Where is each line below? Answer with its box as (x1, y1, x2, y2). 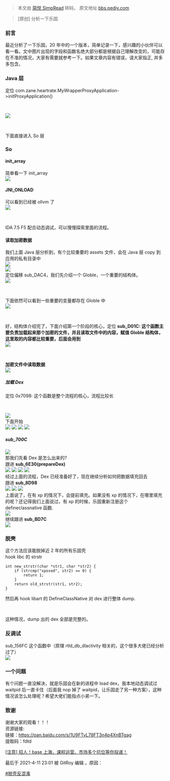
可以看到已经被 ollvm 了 (5, 198, 55, 204)
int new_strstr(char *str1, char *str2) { (5, 564, 96, 569)
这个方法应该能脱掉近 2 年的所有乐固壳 (5, 548, 86, 554)
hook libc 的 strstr (5, 554, 42, 560)
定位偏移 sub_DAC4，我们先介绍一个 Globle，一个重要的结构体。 (5, 272, 141, 278)
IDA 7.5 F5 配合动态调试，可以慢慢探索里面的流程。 (5, 224, 112, 230)
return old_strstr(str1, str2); (14, 582, 82, 587)
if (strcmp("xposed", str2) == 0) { (14, 568, 92, 573)
